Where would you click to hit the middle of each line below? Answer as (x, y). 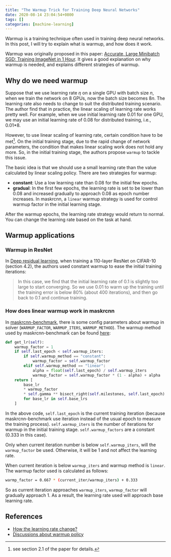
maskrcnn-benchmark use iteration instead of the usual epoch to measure (83, 419)
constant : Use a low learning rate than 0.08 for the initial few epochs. (85, 182)
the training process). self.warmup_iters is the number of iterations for (79, 424)
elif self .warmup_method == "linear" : (65, 366)
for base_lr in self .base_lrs (55, 399)
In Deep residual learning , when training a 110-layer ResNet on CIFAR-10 (81, 261)
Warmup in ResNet (29, 250)
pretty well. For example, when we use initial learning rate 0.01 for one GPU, (84, 114)
